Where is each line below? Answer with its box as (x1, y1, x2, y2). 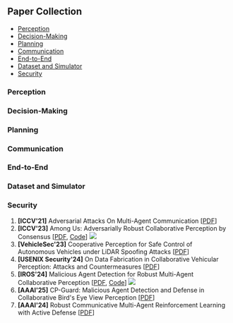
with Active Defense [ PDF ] (17, 308, 95, 317)
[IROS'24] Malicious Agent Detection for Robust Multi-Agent (17, 269, 194, 278)
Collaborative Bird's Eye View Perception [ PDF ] (17, 293, 155, 302)
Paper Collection (7, 6, 83, 18)
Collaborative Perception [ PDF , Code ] (17, 278, 127, 286)
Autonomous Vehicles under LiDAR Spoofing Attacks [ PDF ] (17, 247, 189, 256)
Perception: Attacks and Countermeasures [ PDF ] (17, 262, 160, 271)
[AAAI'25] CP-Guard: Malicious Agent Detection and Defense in (17, 286, 205, 294)
